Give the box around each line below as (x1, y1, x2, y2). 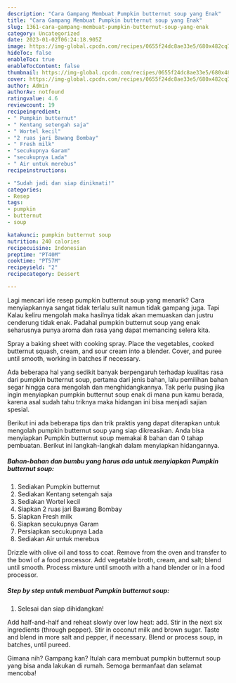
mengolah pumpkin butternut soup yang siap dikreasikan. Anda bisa (7, 426, 204, 435)
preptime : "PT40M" (7, 251, 61, 258)
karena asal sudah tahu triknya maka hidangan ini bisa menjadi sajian (7, 397, 207, 406)
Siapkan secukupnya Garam (17, 519, 100, 528)
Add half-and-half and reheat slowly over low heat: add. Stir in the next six (7, 618, 223, 626)
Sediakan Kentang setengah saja (17, 489, 112, 498)
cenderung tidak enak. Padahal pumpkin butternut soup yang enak (7, 318, 200, 326)
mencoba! (7, 668, 37, 677)
